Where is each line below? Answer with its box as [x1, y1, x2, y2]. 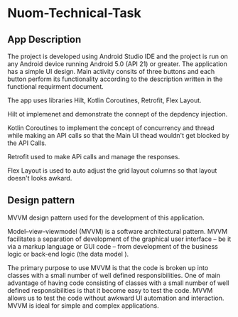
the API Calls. [7, 139, 47, 147]
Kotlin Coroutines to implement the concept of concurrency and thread [7, 124, 215, 132]
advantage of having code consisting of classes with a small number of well [7, 279, 229, 287]
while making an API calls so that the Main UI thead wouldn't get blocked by [7, 131, 229, 139]
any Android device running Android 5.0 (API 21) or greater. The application [7, 60, 227, 68]
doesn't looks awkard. [7, 174, 72, 182]
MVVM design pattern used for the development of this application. [7, 213, 205, 222]
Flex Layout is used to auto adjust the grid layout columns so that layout [7, 166, 217, 175]
